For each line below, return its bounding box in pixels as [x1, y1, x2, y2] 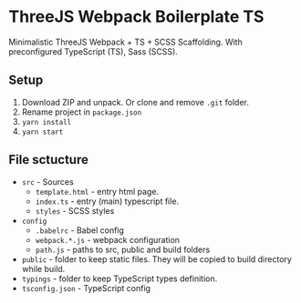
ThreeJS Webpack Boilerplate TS [8, 6, 265, 27]
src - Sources [21, 176, 74, 187]
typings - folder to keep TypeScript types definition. [21, 273, 218, 284]
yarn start [21, 127, 64, 136]
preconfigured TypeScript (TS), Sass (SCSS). [8, 45, 179, 56]
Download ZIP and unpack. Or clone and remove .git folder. [21, 96, 250, 107]
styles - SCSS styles [35, 205, 115, 216]
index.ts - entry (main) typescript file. [35, 196, 180, 207]
